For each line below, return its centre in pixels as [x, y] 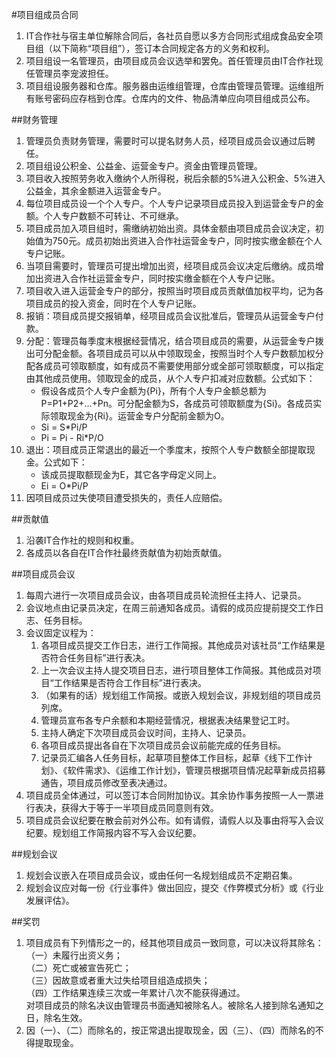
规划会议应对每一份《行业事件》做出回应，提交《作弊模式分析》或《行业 [174, 887]
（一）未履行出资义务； [74, 955]
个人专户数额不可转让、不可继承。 [113, 216]
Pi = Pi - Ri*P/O [72, 437]
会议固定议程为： [61, 632]
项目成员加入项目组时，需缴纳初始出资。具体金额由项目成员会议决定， [170, 228]
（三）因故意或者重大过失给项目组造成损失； [118, 980]
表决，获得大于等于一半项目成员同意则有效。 [126, 807]
